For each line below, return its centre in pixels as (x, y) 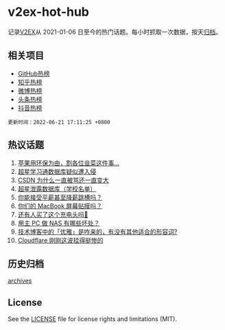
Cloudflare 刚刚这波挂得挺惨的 (60, 240)
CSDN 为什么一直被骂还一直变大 (63, 180)
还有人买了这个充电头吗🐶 (53, 214)
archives (20, 281)
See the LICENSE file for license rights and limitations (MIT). (93, 319)
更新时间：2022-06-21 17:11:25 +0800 (59, 122)
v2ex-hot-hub (49, 12)
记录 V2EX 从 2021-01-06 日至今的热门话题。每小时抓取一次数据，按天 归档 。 (115, 32)
